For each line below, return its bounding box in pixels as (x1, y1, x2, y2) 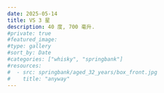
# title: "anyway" (7, 75, 70, 83)
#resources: (7, 62, 42, 69)
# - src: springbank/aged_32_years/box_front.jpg (7, 69, 158, 76)
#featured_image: (7, 36, 58, 43)
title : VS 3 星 (7, 17, 50, 24)
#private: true (7, 29, 52, 37)
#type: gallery (7, 43, 52, 50)
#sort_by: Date (7, 50, 52, 57)
